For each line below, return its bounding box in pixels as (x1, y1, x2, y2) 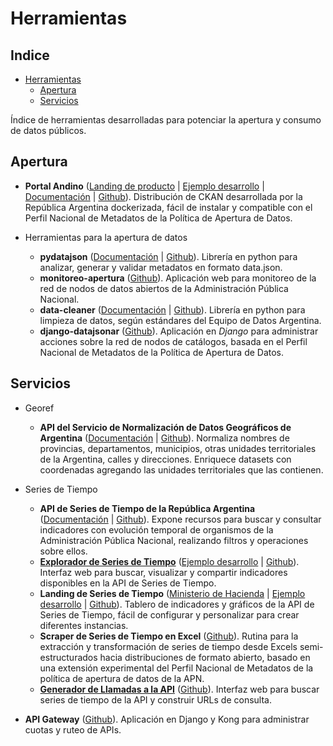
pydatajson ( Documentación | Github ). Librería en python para (39, 250, 298, 262)
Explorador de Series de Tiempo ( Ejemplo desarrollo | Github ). (39, 555, 300, 567)
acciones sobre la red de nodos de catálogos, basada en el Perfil (39, 335, 308, 347)
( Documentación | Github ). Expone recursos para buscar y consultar (39, 513, 322, 525)
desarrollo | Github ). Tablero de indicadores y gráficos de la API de (39, 598, 315, 610)
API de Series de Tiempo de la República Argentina (39, 502, 256, 514)
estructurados (39, 651, 98, 663)
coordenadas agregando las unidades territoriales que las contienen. (39, 463, 324, 476)
